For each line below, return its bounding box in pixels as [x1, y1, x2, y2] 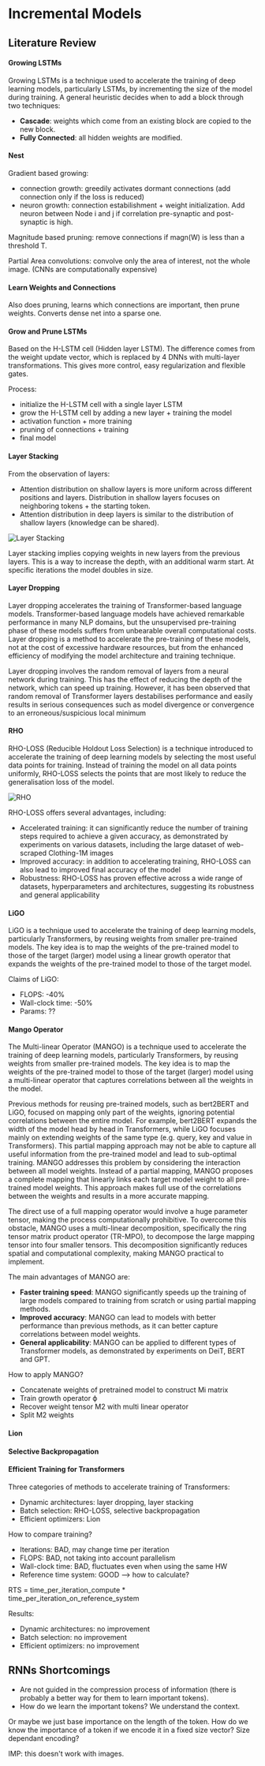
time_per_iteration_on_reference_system [8, 1593, 140, 1603]
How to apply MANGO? [8, 1370, 84, 1380]
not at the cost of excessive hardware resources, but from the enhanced [8, 642, 244, 652]
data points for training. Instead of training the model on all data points [8, 760, 237, 770]
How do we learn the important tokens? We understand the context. [19, 1701, 241, 1711]
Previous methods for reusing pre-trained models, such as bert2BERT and [8, 1100, 249, 1109]
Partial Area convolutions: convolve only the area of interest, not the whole [8, 256, 251, 265]
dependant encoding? [8, 1733, 80, 1743]
